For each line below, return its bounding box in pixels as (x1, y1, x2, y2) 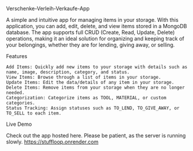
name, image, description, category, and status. (6, 69, 130, 75)
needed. (6, 90, 25, 96)
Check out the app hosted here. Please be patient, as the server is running (6, 132, 186, 139)
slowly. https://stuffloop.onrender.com (6, 138, 99, 145)
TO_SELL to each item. (6, 110, 62, 116)
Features (6, 53, 28, 59)
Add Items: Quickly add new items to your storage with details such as (6, 64, 188, 70)
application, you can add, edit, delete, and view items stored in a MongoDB (6, 23, 188, 29)
